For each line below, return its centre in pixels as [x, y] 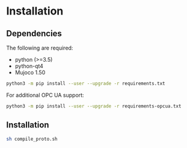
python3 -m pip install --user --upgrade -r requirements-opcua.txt [94, 106]
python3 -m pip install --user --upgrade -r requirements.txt [86, 83]
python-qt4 [29, 66]
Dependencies [34, 34]
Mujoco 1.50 [30, 72]
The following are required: [40, 48]
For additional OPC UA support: [45, 95]
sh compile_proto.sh [32, 139]
